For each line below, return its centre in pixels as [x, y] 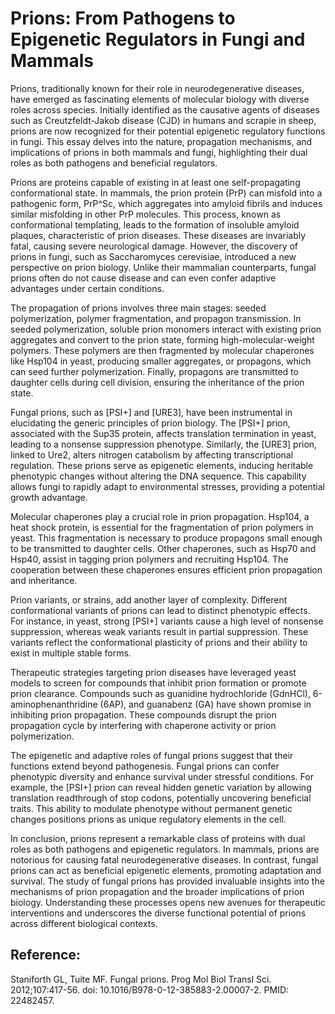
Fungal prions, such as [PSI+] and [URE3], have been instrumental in [151, 412]
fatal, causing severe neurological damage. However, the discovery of [154, 246]
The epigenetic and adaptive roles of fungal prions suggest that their [152, 755]
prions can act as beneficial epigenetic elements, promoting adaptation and [166, 870]
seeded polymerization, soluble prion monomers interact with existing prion [166, 329]
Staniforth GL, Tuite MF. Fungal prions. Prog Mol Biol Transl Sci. [141, 979]
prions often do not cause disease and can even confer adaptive [143, 278]
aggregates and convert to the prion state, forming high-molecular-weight [162, 339]
